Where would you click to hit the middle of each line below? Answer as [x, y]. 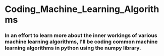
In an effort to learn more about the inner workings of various [81, 35]
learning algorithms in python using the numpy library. [73, 48]
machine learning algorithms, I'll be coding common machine [81, 42]
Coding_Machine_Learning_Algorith [82, 9]
